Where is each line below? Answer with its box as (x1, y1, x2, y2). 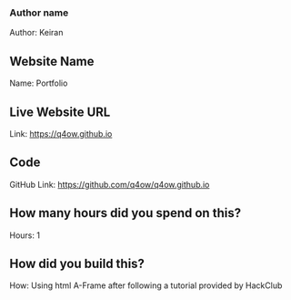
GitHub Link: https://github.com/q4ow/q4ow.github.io (9, 179, 210, 190)
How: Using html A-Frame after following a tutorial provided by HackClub (9, 280, 283, 291)
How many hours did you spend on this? (9, 205, 242, 221)
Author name (9, 6, 69, 19)
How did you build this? (9, 255, 145, 271)
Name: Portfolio (9, 78, 68, 88)
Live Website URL (9, 104, 111, 119)
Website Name (9, 53, 95, 69)
